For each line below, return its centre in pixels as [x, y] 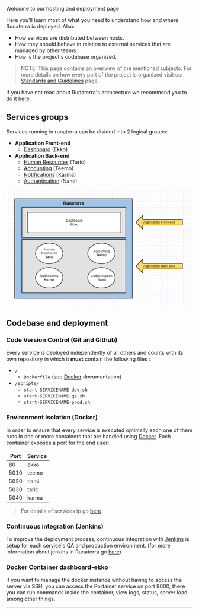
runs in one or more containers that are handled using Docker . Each [89, 437]
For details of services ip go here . [62, 511]
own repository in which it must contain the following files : [78, 359]
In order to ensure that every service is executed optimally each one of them [99, 430]
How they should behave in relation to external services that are [92, 44]
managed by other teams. [46, 50]
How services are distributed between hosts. [69, 38]
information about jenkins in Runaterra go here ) [64, 552]
